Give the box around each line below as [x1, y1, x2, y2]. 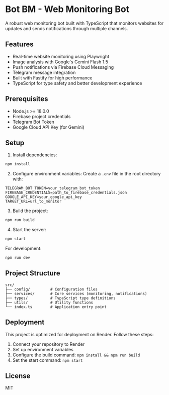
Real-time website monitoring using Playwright [12, 53, 110, 59]
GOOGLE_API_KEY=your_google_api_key [5, 194, 82, 200]
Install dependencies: [12, 152, 57, 158]
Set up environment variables [12, 346, 74, 352]
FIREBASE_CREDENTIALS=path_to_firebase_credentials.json [5, 190, 127, 195]
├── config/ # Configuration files [5, 286, 98, 292]
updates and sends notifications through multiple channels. [5, 25, 128, 31]
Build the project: [12, 208, 48, 214]
